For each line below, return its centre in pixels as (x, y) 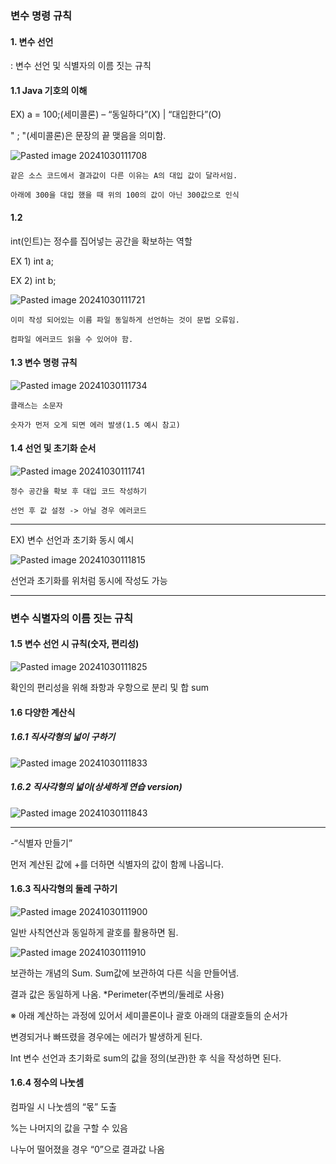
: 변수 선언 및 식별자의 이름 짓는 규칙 (81, 66)
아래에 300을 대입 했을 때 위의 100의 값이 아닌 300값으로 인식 (125, 195)
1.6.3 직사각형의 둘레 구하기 (64, 889)
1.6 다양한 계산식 (43, 712)
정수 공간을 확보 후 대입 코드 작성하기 (78, 491)
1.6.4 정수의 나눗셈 (47, 1083)
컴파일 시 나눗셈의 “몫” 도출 (63, 1106)
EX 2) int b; (33, 280)
